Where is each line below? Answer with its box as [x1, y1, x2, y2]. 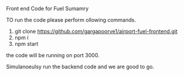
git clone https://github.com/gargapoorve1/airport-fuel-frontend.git [14, 28, 178, 35]
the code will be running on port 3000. [6, 52, 100, 58]
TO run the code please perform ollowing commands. [6, 16, 136, 23]
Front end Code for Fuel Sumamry [6, 5, 89, 12]
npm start [14, 41, 38, 47]
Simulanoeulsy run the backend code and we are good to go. [6, 63, 155, 70]
